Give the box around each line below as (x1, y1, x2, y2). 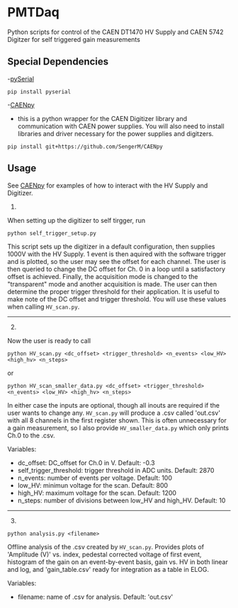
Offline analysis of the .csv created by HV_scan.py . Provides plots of (7, 542, 204, 551)
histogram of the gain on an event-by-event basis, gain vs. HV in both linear (7, 557, 228, 566)
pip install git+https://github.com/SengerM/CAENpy (7, 143, 163, 150)
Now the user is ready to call (7, 336, 91, 345)
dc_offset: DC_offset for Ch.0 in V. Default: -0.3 (17, 458, 155, 467)
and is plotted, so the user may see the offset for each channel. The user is (7, 257, 227, 265)
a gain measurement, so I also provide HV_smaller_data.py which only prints (7, 423, 229, 432)
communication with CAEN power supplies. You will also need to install (17, 122, 225, 130)
